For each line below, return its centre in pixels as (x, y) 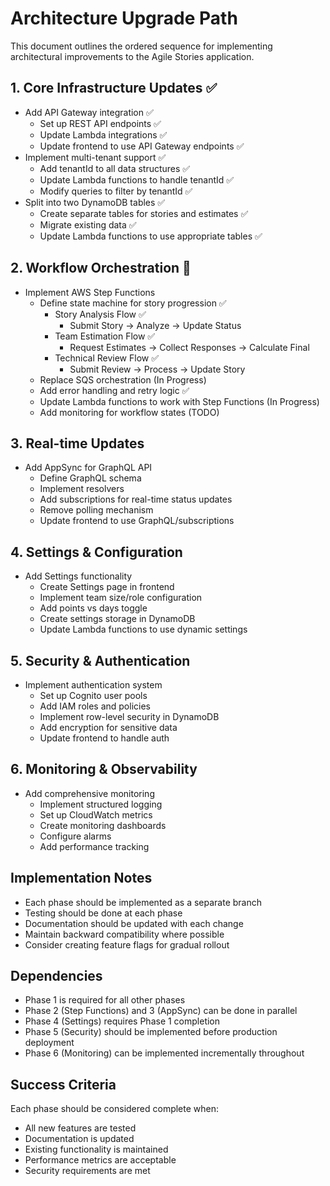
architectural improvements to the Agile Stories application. (132, 56)
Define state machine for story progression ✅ (133, 303)
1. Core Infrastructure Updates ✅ (114, 88)
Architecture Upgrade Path (124, 18)
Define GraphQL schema (90, 478)
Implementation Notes (81, 878)
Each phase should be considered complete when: (115, 1109)
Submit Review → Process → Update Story (157, 369)
